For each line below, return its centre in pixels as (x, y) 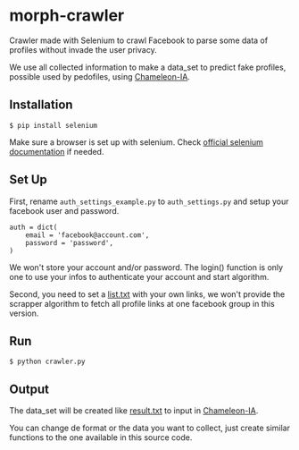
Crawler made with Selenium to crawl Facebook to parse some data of (139, 40)
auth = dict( (33, 227)
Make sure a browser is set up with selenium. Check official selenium (136, 142)
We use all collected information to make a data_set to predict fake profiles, (148, 67)
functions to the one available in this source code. (101, 437)
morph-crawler (67, 16)
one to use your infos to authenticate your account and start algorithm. (139, 276)
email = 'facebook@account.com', (87, 235)
